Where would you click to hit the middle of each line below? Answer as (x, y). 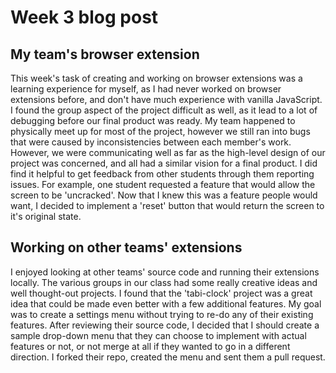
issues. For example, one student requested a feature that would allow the (163, 184)
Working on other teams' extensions (126, 247)
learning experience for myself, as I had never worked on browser (146, 89)
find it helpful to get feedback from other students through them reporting (162, 174)
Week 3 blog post (84, 17)
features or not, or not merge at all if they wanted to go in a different (150, 346)
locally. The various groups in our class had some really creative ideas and (164, 282)
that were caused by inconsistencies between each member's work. (151, 142)
